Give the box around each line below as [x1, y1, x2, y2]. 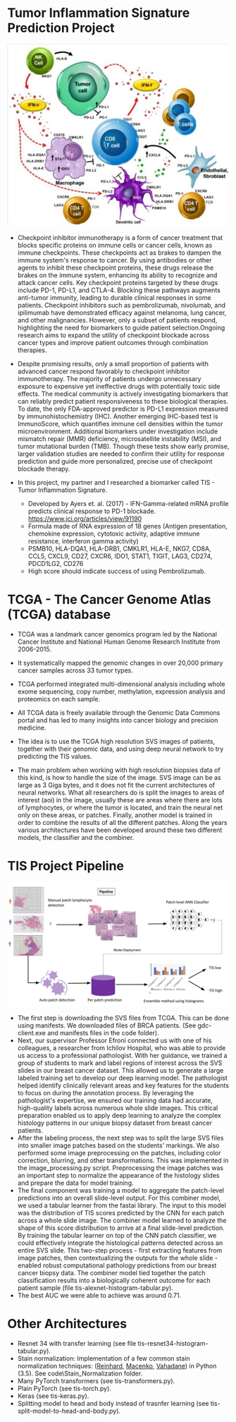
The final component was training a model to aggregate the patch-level [17, 1186, 224, 1195]
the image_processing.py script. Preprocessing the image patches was [17, 1164, 224, 1172]
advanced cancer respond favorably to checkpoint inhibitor [17, 367, 190, 375]
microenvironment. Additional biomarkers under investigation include [17, 427, 218, 435]
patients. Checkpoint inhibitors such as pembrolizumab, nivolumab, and [17, 301, 226, 309]
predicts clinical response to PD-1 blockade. [27, 507, 156, 515]
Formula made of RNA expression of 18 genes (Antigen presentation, [27, 522, 228, 530]
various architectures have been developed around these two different [17, 826, 223, 834]
